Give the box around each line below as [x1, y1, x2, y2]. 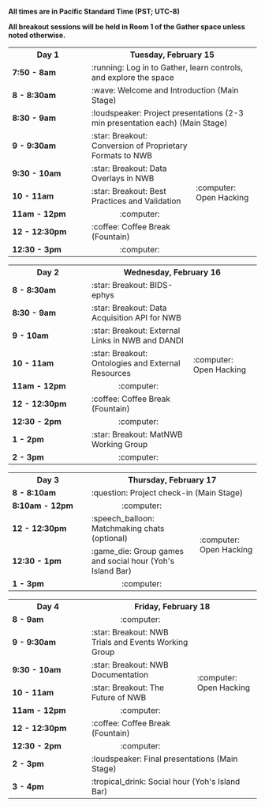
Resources [91, 368, 132, 378]
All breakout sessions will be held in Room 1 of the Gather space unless [8, 22, 246, 31]
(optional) [91, 533, 128, 544]
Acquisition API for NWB [91, 313, 181, 323]
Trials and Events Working [91, 637, 188, 647]
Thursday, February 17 [127, 475, 217, 485]
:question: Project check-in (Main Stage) [91, 487, 243, 498]
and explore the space [91, 72, 175, 82]
